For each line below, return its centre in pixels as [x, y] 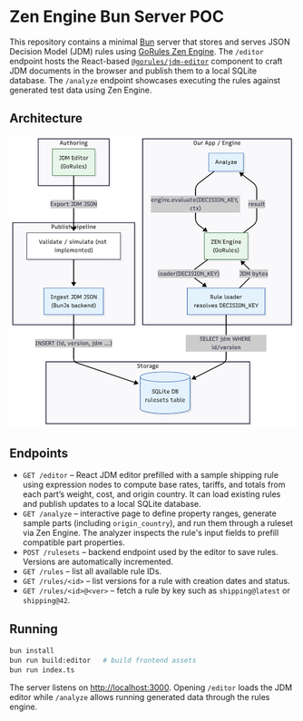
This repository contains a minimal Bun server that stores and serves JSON [150, 42]
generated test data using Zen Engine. [81, 90]
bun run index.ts [42, 670]
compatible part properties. [73, 542]
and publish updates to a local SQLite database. [112, 504]
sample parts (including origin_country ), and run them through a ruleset [157, 523]
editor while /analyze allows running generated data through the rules [140, 697]
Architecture [46, 118]
